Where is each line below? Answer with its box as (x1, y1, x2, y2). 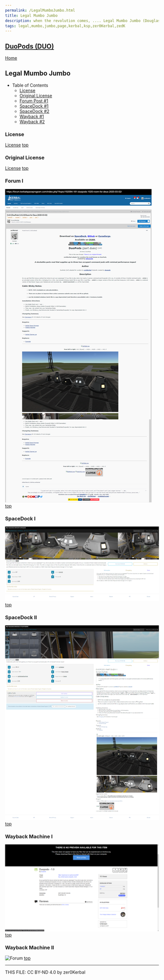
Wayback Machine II (5, 944, 55, 951)
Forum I (5, 178, 23, 185)
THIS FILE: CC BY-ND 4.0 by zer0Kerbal (5, 969, 85, 975)
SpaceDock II (5, 614, 38, 621)
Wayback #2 (19, 118, 45, 124)
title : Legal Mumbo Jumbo (5, 13, 58, 18)
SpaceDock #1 (19, 103, 49, 109)
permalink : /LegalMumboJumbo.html (5, 8, 76, 13)
